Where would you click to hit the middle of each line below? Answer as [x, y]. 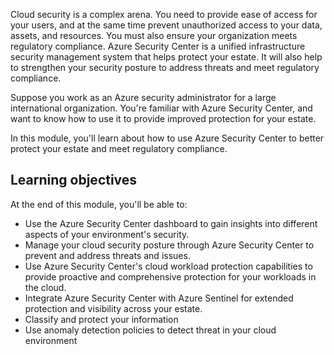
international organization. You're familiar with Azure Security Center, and [161, 108]
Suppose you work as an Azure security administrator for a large [143, 97]
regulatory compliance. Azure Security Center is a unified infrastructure [158, 46]
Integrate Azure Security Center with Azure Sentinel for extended [159, 298]
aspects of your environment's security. [107, 234]
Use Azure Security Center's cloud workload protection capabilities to [168, 266]
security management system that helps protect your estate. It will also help [166, 57]
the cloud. [45, 287]
